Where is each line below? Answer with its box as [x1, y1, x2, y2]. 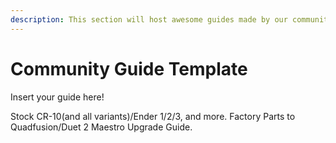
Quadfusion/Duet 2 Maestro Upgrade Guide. [10, 121, 193, 133]
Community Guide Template [10, 57, 248, 80]
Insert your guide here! [10, 91, 105, 103]
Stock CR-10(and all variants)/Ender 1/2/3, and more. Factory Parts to [10, 110, 296, 122]
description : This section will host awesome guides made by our [10, 14, 288, 25]
